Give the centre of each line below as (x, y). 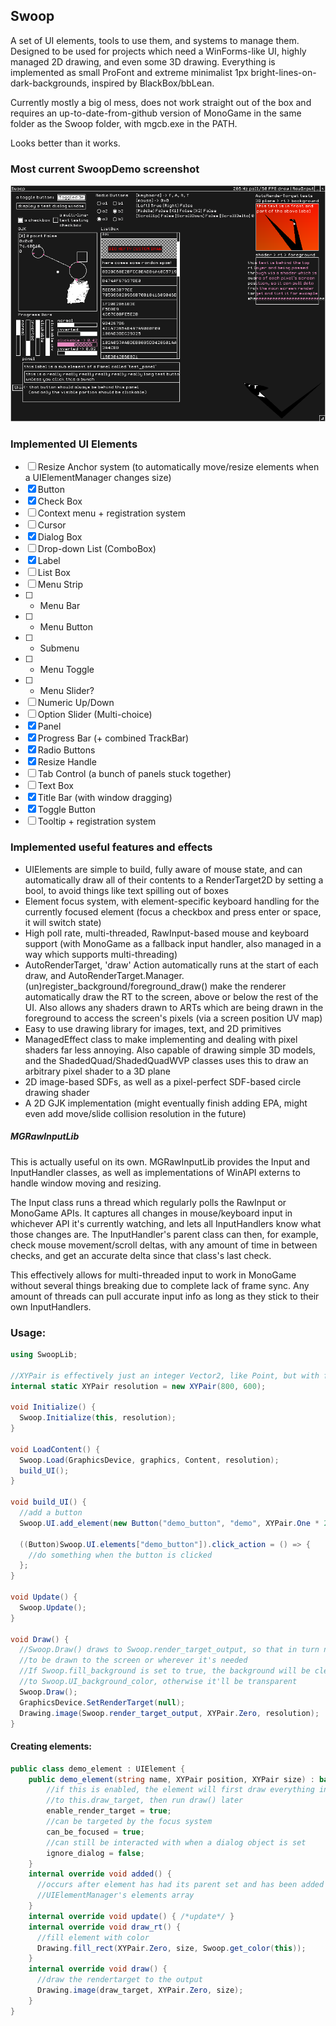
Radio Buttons (66, 750)
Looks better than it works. (65, 143)
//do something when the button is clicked (120, 1555)
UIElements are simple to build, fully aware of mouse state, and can (163, 869)
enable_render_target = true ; (109, 1811)
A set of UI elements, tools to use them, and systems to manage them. (155, 40)
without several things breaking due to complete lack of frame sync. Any (160, 1285)
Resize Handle (67, 762)
